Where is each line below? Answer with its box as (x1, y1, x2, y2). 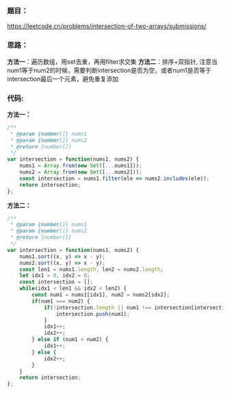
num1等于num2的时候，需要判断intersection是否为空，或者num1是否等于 (7, 66, 212, 74)
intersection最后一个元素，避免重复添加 (7, 74, 118, 83)
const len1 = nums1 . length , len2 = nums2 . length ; (19, 266, 164, 273)
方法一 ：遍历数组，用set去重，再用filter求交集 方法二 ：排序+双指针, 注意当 (7, 57, 218, 66)
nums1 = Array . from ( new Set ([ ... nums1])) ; (19, 163, 142, 170)
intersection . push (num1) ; (55, 310, 130, 317)
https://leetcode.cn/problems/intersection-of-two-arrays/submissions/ (7, 22, 207, 30)
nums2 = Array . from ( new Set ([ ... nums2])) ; (19, 169, 142, 176)
